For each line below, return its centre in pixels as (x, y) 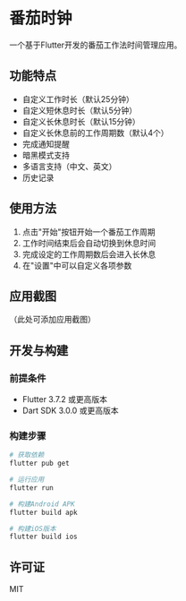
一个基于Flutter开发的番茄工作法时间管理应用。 (96, 45)
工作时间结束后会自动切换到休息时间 (89, 243)
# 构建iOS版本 (33, 528)
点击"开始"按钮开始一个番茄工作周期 (89, 232)
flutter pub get (39, 464)
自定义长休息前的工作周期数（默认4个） (95, 133)
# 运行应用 (27, 480)
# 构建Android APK (42, 504)
